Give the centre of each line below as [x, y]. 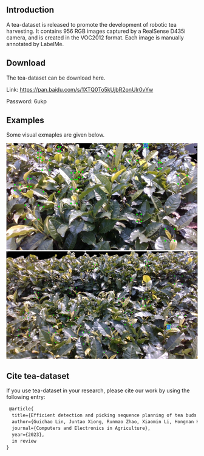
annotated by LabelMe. [35, 44]
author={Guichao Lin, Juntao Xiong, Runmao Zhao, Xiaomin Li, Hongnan [103, 422]
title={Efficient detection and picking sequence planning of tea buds [104, 415]
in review [24, 441]
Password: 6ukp [26, 101]
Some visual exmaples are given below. [56, 135]
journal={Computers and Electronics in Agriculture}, [81, 428]
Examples [25, 121]
